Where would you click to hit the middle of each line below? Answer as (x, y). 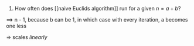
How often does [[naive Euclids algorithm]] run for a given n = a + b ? (98, 8)
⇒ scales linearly (27, 37)
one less (16, 26)
